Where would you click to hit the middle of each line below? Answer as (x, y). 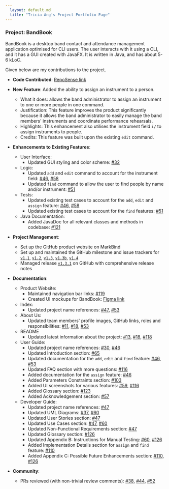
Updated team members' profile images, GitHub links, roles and (94, 321)
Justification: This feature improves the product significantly (83, 110)
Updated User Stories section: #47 (64, 418)
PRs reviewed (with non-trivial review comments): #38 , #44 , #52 (88, 481)
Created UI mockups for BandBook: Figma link (76, 299)
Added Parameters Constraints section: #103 (75, 380)
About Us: (31, 315)
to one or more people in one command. (62, 104)
